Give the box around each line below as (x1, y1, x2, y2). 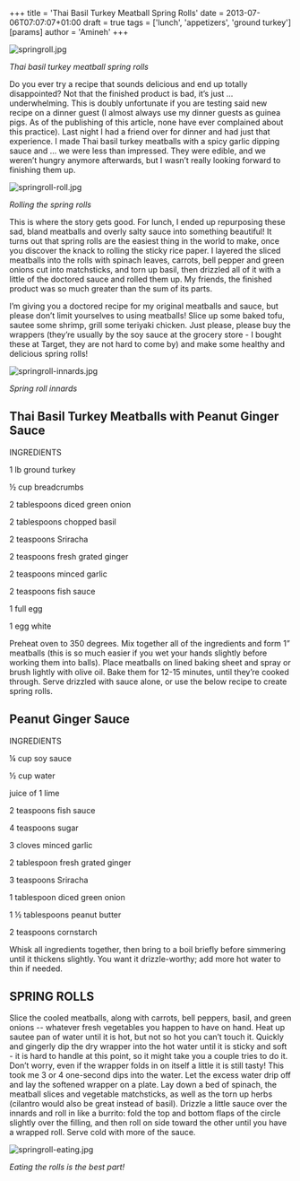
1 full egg (9, 603, 43, 613)
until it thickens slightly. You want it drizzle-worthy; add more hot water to (9, 953, 281, 964)
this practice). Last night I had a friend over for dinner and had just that (9, 126, 270, 137)
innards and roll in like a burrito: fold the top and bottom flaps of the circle (9, 1107, 281, 1119)
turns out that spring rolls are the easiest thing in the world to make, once (9, 236, 280, 246)
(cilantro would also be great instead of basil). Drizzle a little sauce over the (9, 1099, 287, 1109)
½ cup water (9, 770, 56, 781)
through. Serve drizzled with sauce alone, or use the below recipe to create (9, 676, 287, 687)
